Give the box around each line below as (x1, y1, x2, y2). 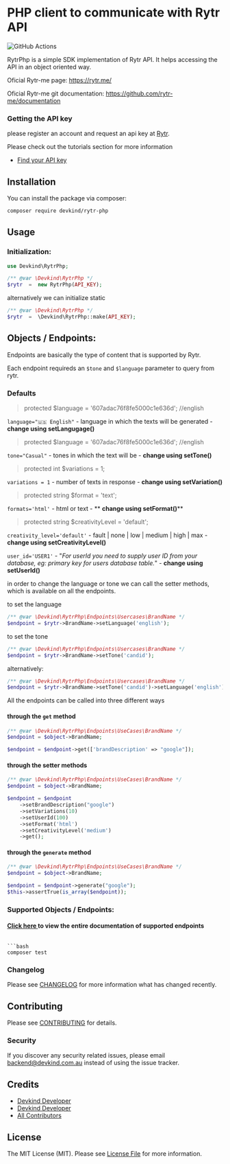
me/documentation (7, 96, 61, 104)
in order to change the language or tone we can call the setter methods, (7, 580, 210, 588)
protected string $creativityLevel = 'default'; (23, 518, 149, 526)
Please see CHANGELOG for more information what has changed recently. (7, 981, 217, 989)
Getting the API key (7, 113, 73, 123)
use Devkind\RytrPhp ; (7, 262, 69, 269)
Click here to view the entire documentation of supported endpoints (7, 922, 205, 930)
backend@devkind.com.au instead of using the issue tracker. (7, 1059, 180, 1067)
